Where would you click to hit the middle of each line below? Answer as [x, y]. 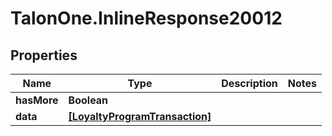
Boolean [88, 100]
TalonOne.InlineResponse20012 [146, 18]
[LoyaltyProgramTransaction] [140, 116]
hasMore [37, 100]
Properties [44, 55]
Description [249, 83]
